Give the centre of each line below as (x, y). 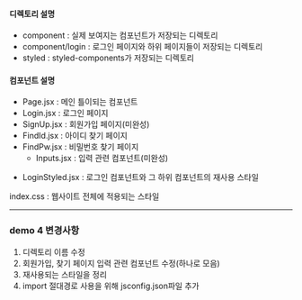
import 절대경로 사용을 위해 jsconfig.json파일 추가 (111, 286)
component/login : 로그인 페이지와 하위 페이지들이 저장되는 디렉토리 (142, 47)
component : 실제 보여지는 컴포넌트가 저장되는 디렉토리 (120, 35)
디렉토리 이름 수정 (53, 251)
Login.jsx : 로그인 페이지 (65, 114)
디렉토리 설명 (32, 14)
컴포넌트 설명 (32, 80)
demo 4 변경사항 (44, 231)
